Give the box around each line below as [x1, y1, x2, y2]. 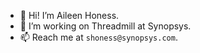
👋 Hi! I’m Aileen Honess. [19, 10, 120, 21]
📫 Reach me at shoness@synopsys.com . [19, 31, 178, 43]
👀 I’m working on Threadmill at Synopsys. [19, 20, 192, 32]
